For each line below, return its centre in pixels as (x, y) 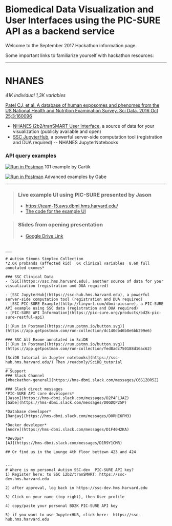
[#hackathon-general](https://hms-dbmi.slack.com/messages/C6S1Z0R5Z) (82, 380)
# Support (16, 371)
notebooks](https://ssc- (94, 358)
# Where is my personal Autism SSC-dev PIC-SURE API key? (70, 470)
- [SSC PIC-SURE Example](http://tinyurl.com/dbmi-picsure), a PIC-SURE (84, 304)
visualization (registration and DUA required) (57, 286)
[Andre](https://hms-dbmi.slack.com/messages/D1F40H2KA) (67, 430)
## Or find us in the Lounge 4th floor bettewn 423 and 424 (71, 452)
